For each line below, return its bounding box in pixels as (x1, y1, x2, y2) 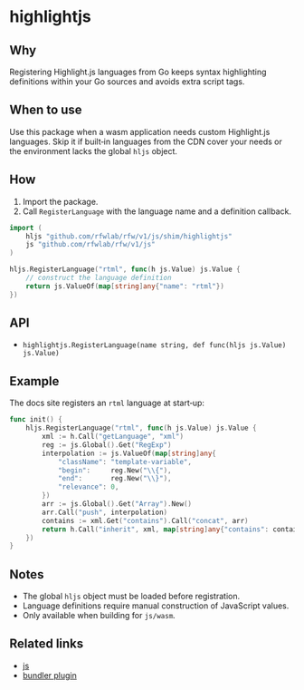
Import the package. (22, 196, 99, 207)
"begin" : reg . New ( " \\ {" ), (57, 465, 172, 475)
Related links (9, 637, 84, 652)
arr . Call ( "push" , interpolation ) (42, 508, 168, 517)
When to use (9, 102, 83, 118)
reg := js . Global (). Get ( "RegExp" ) (42, 440, 172, 450)
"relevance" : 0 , (57, 482, 119, 491)
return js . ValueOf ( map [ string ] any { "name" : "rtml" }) (25, 281, 224, 291)
